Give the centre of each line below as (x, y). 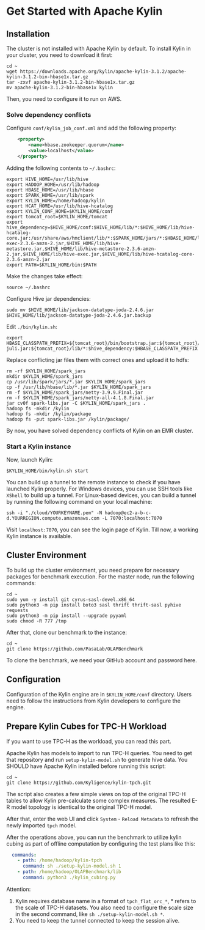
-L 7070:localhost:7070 (132, 519)
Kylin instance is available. (39, 536)
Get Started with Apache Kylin (85, 11)
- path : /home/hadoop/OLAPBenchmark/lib (69, 872)
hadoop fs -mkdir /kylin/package (49, 414)
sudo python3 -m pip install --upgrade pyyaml (67, 616)
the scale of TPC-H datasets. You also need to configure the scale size (104, 907)
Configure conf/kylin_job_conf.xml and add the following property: (92, 128)
